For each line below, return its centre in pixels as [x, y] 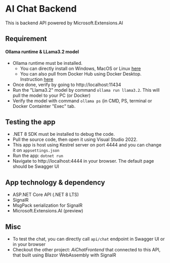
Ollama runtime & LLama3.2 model [42, 52]
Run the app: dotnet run [38, 156]
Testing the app [30, 122]
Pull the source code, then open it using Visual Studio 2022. [75, 139]
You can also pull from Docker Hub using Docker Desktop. [81, 73]
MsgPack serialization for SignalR [47, 205]
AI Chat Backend [41, 9]
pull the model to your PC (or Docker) [52, 95]
